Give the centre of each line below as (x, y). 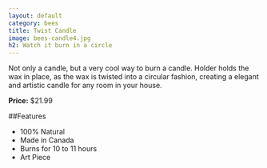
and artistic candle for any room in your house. (85, 86)
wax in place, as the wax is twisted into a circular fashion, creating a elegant (134, 77)
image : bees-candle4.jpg (50, 38)
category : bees (34, 23)
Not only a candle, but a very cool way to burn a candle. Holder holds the (129, 68)
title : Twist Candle (43, 30)
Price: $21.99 (31, 101)
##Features (27, 116)
